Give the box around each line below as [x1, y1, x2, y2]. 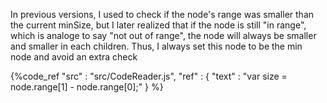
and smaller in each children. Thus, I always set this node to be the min [10, 40, 303, 52]
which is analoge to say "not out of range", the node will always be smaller [10, 30, 317, 41]
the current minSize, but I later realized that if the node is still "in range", [10, 19, 307, 31]
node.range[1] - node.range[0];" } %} [10, 81, 164, 93]
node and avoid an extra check [10, 51, 138, 63]
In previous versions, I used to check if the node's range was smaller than [10, 9, 315, 20]
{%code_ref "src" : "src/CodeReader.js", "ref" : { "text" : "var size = [10, 70, 288, 82]
